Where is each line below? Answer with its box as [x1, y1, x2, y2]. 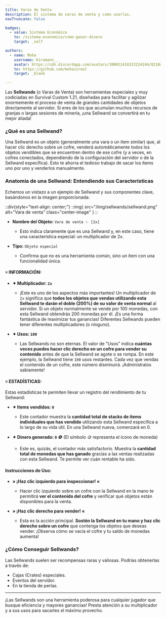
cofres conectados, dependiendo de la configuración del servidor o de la [5, 154, 154, 161]
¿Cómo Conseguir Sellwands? [5, 546, 79, 553]
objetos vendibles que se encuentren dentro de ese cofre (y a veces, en [5, 150, 152, 155]
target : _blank [14, 71, 45, 76]
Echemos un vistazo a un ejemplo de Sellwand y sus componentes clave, [5, 189, 154, 195]
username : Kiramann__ [14, 57, 58, 62]
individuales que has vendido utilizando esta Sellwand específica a [19, 419, 158, 425]
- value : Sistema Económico [9, 30, 68, 35]
